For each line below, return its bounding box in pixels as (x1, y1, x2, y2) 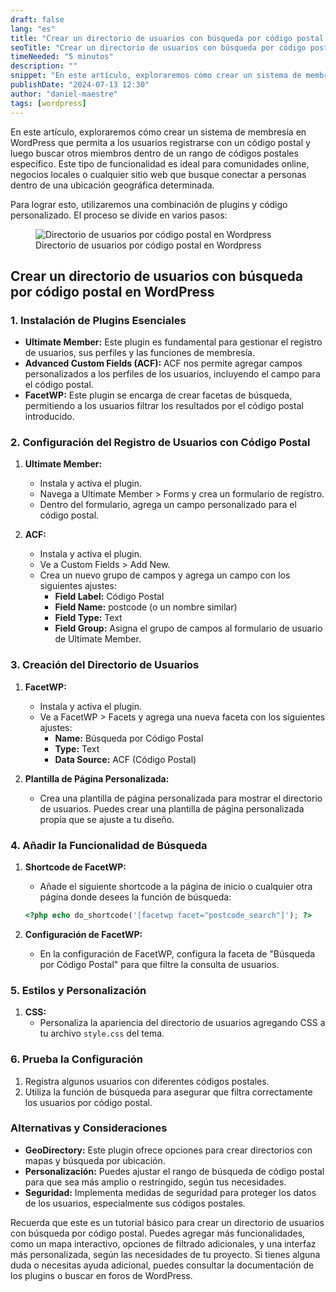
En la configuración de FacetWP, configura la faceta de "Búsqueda (39, 947, 316, 960)
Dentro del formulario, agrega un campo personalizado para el (39, 499, 297, 511)
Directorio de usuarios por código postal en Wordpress (35, 239, 262, 251)
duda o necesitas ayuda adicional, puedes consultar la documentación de (10, 1259, 315, 1271)
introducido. (24, 411, 75, 423)
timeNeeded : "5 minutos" (10, 52, 114, 62)
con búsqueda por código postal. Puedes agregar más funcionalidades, (10, 1227, 306, 1239)
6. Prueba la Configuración (10, 1052, 143, 1066)
